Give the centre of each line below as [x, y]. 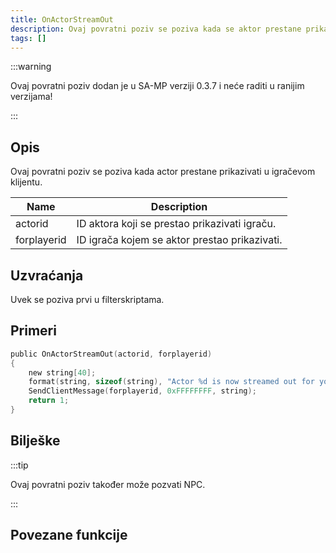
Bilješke [35, 441]
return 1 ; [49, 401]
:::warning [31, 67]
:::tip [19, 465]
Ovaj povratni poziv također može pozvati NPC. [108, 484]
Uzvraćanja [47, 275]
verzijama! [31, 97]
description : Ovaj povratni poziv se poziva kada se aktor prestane [156, 29]
